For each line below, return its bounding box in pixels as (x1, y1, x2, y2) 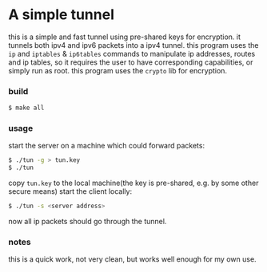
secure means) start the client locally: (8, 187, 133, 196)
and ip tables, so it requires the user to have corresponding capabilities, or (8, 57, 253, 67)
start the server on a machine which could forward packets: (8, 141, 205, 151)
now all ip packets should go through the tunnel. (8, 217, 167, 227)
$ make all (8, 104, 45, 112)
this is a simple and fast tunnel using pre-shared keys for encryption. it (8, 32, 241, 41)
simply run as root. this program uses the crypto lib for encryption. (8, 65, 228, 75)
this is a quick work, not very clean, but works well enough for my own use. (8, 254, 257, 264)
